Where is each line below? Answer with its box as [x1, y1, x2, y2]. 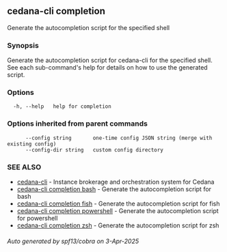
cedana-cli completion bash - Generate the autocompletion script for [16, 185, 212, 193]
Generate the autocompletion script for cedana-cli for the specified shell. [7, 56, 213, 64]
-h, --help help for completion [13, 103, 111, 110]
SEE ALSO [7, 162, 42, 171]
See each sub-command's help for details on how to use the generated [7, 64, 208, 72]
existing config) [7, 140, 57, 148]
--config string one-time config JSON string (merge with [25, 135, 213, 141]
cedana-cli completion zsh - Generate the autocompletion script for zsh [16, 221, 219, 229]
